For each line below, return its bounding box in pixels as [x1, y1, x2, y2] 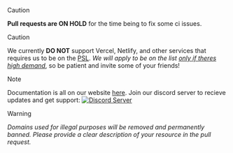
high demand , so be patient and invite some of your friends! [7, 61, 181, 69]
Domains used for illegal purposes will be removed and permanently [7, 123, 205, 131]
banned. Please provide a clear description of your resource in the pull [7, 131, 211, 138]
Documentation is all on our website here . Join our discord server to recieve [7, 89, 226, 96]
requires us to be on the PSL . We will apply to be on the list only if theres [7, 54, 217, 62]
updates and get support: [7, 96, 80, 104]
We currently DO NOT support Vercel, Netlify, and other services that [7, 47, 206, 54]
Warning [7, 110, 31, 117]
